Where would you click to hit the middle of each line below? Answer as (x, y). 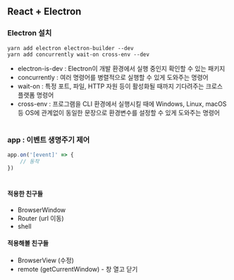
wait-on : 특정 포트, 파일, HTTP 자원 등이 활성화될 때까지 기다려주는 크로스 (120, 86)
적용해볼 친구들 (28, 243)
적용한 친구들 (25, 194)
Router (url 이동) (41, 218)
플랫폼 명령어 (36, 95)
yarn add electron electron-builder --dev (70, 48)
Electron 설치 (30, 33)
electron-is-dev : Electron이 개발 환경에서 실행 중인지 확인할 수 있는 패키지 (121, 68)
